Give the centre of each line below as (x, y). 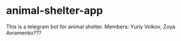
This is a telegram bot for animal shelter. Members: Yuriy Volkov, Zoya (91, 27)
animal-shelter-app (55, 11)
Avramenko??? (24, 32)
